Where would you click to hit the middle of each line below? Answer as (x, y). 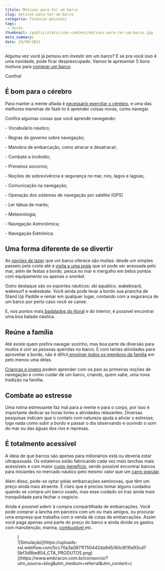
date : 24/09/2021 (23, 42)
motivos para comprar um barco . (38, 66)
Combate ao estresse (39, 395)
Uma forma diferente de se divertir (59, 248)
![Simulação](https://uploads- (48, 542)
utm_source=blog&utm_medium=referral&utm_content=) (75, 563)
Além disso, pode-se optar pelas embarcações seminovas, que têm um (77, 481)
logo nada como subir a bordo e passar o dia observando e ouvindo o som (81, 423)
